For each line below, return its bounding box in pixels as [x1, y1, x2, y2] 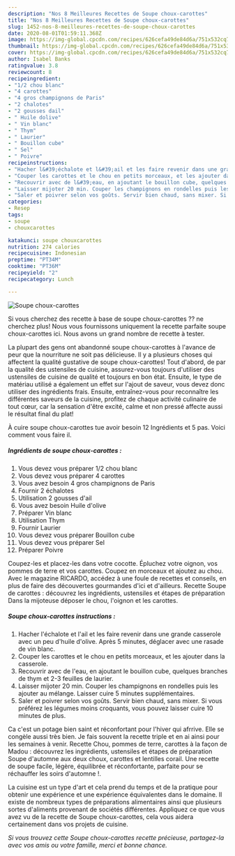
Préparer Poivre [17, 546, 63, 554]
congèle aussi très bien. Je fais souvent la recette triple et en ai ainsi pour [8, 732, 220, 740]
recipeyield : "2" [8, 269, 59, 276]
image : [8, 36, 27, 43]
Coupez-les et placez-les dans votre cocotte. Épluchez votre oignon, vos [8, 559, 218, 567]
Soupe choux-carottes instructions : [8, 612, 116, 621]
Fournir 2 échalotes [17, 486, 75, 495]
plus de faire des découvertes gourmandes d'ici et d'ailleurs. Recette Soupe [8, 581, 227, 590]
